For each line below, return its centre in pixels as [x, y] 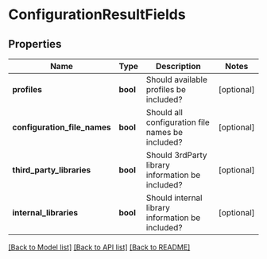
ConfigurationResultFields [97, 15]
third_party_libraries [52, 170]
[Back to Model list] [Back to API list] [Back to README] [99, 247]
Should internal [174, 198]
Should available [177, 79]
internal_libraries [45, 213]
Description [178, 66]
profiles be [166, 89]
